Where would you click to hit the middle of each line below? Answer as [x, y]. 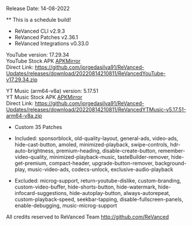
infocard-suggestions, [41, 193]
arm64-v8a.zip [24, 116]
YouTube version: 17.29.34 [37, 55]
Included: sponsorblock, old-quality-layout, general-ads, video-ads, [96, 138]
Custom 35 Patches [38, 127]
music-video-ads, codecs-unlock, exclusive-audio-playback [100, 169]
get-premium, [31, 163]
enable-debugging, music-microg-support [66, 206]
